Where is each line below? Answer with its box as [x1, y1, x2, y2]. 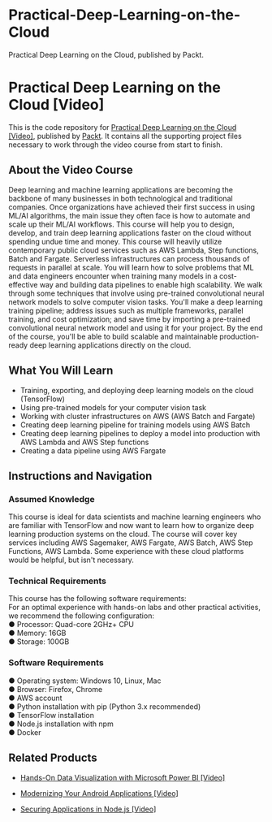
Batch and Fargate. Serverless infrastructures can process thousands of [8, 253, 250, 263]
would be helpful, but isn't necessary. [8, 555, 134, 565]
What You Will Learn [8, 364, 114, 378]
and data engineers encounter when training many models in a [8, 270, 218, 281]
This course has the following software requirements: [8, 594, 187, 604]
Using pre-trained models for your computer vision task [19, 402, 207, 412]
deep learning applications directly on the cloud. [29, 340, 192, 350]
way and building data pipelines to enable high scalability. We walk [39, 279, 263, 289]
